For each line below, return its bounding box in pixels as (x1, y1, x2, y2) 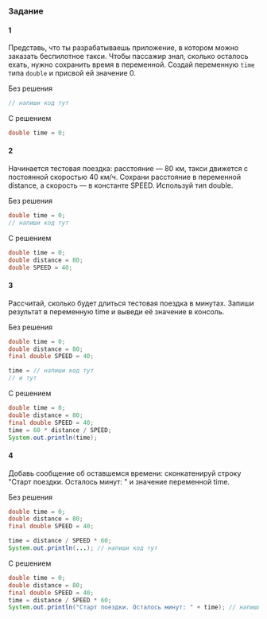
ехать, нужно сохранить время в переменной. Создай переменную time (8, 60, 255, 69)
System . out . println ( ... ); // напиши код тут (8, 544, 158, 552)
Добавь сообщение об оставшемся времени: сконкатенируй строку (8, 468, 242, 478)
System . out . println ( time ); (8, 434, 98, 442)
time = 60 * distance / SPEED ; (8, 426, 112, 434)
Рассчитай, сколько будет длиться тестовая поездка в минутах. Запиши (8, 298, 254, 308)
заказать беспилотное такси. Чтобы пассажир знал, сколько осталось (8, 52, 249, 61)
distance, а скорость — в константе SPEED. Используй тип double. (8, 181, 234, 190)
